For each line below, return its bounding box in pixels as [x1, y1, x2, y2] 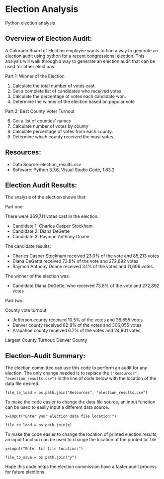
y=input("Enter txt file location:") [5, 446, 83, 451]
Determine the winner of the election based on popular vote [12, 98, 135, 104]
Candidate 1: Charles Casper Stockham [12, 223, 93, 229]
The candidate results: [5, 243, 51, 249]
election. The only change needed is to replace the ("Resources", [5, 370, 140, 376]
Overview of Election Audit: [5, 34, 92, 43]
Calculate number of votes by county [12, 123, 88, 129]
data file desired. [5, 381, 40, 386]
